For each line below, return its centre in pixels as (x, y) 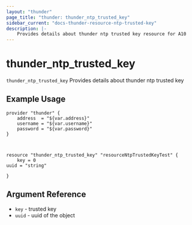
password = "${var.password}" (55, 129)
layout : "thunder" (29, 12)
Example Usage (36, 99)
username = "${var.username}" (55, 124)
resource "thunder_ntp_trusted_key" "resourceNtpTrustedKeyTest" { (92, 155)
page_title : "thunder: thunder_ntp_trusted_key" (68, 17)
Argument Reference (46, 195)
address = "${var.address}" (53, 118)
